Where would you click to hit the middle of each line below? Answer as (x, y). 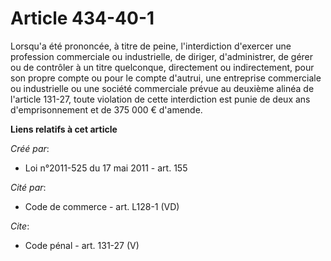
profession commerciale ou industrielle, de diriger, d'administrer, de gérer (162, 56)
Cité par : (28, 187)
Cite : (20, 226)
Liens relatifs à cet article (64, 129)
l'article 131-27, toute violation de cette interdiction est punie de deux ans (160, 99)
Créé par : (30, 148)
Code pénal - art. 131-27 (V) (82, 245)
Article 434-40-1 (82, 18)
